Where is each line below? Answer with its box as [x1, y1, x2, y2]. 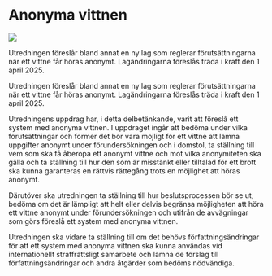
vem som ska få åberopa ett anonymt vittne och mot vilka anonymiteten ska [8, 148, 261, 158]
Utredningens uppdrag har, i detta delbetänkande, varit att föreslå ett [8, 114, 239, 124]
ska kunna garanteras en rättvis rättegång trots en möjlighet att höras [8, 165, 240, 176]
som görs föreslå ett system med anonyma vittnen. [8, 216, 179, 226]
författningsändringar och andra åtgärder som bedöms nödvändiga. [8, 258, 235, 268]
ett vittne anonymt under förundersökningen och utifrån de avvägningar [8, 208, 249, 217]
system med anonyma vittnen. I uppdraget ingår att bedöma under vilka [8, 122, 248, 132]
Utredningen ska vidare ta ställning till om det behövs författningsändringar [8, 232, 260, 242]
